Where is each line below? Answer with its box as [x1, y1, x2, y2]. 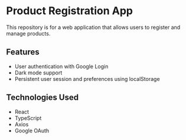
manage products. [6, 30, 51, 37]
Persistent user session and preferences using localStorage [14, 75, 161, 82]
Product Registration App [6, 4, 133, 18]
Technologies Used [6, 93, 79, 103]
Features [6, 47, 40, 57]
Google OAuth [14, 127, 50, 134]
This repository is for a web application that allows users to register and [6, 24, 181, 31]
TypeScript [14, 114, 42, 122]
